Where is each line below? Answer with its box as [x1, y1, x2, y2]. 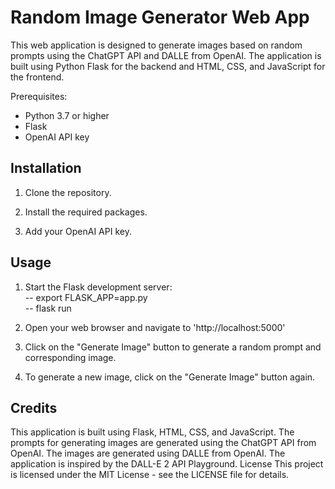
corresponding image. [24, 351, 117, 363]
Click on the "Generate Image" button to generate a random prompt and [24, 341, 322, 353]
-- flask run [24, 302, 72, 314]
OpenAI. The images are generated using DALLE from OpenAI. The [10, 447, 286, 460]
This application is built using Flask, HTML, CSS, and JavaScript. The [10, 426, 295, 438]
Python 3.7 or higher [24, 109, 110, 121]
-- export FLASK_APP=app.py [24, 291, 148, 303]
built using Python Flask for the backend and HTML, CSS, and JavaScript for [10, 60, 326, 72]
